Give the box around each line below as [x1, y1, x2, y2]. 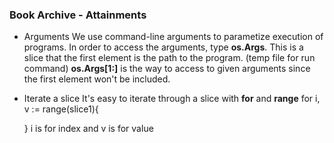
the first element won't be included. [23, 73, 171, 85]
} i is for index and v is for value [23, 123, 154, 135]
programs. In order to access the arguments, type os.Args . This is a [23, 41, 304, 53]
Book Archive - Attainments [9, 8, 147, 22]
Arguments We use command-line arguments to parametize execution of [23, 31, 324, 43]
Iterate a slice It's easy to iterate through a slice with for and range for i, [23, 93, 321, 105]
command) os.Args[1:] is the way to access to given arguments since [23, 63, 311, 75]
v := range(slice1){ [23, 103, 99, 115]
